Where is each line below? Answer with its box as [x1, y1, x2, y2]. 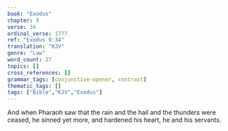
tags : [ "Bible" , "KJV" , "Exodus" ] [7, 89, 102, 96]
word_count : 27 [7, 56, 52, 63]
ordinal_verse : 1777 [7, 30, 68, 37]
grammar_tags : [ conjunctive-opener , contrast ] [7, 75, 147, 83]
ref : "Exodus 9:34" [7, 37, 65, 44]
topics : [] [7, 63, 40, 70]
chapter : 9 [7, 17, 40, 24]
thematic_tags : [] [7, 82, 61, 89]
